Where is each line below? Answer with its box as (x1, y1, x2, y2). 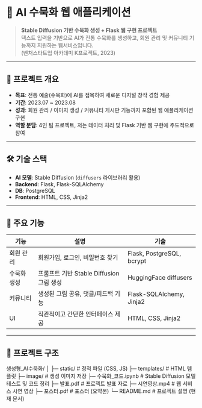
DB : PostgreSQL (14, 187, 55, 194)
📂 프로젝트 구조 (6, 348, 59, 358)
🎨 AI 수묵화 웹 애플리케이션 (6, 5, 131, 19)
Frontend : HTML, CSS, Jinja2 (14, 193, 88, 201)
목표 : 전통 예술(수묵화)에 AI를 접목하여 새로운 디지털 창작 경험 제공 (14, 91, 170, 98)
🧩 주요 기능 (6, 218, 45, 228)
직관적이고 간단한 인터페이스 (38, 310, 114, 318)
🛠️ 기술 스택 (6, 154, 47, 165)
